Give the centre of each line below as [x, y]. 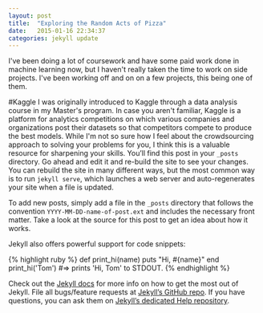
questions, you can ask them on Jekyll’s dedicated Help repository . [119, 301]
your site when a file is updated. [61, 187]
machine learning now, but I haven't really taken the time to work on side [128, 70]
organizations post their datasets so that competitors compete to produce [130, 128]
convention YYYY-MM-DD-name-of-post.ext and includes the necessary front [131, 211]
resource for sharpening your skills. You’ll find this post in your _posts [123, 153]
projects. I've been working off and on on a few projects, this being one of [131, 78]
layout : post [30, 16]
